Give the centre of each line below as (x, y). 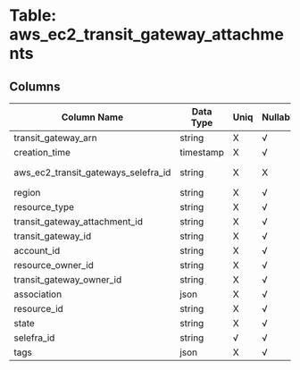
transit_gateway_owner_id (68, 280)
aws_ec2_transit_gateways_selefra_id (92, 172)
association (38, 294)
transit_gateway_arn (56, 138)
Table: (33, 16)
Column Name (92, 117)
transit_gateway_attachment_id (78, 222)
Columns (35, 86)
